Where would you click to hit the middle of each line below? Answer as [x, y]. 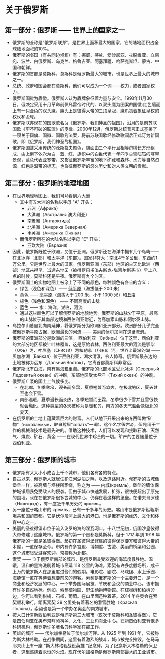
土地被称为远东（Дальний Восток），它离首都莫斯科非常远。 [74, 362]
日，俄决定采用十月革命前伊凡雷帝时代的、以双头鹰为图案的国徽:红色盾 [84, 104]
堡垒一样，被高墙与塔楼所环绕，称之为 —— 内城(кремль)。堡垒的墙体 [83, 485]
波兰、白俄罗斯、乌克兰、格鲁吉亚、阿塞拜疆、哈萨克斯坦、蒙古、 [88, 61]
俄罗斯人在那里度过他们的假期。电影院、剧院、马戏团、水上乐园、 [92, 571]
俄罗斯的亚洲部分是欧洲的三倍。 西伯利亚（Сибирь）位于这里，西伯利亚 [85, 338]
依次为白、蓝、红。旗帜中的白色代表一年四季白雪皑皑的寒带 [99, 154]
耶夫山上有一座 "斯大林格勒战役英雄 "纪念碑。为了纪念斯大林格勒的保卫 [84, 645]
